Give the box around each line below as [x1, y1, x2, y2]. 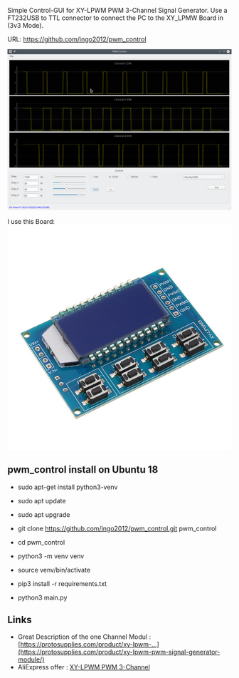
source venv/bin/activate [17, 565, 91, 574]
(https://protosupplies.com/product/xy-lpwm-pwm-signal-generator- [17, 648, 221, 657]
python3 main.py [17, 593, 68, 602]
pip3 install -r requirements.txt [17, 579, 107, 587]
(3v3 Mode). [7, 21, 44, 29]
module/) [17, 655, 45, 664]
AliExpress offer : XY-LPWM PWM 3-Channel [17, 663, 151, 672]
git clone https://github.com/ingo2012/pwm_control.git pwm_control [17, 524, 217, 533]
